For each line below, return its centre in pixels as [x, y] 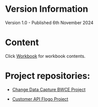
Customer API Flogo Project [40, 99]
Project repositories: [48, 76]
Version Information [47, 9]
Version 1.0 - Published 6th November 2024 [49, 23]
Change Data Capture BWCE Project [49, 89]
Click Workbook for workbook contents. [45, 56]
